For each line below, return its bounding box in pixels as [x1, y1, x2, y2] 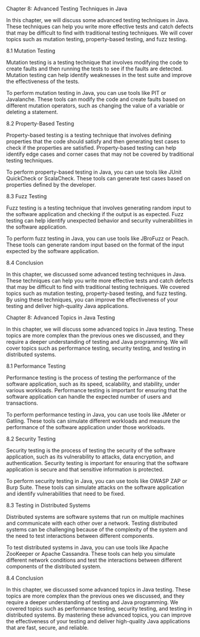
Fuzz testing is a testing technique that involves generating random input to [6, 204, 192, 211]
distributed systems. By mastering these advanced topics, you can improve [6, 611, 192, 618]
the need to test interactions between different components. [6, 533, 154, 539]
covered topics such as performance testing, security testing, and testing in [6, 605, 193, 612]
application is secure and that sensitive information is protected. [6, 466, 164, 473]
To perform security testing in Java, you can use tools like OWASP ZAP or [6, 478, 187, 484]
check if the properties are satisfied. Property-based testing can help [6, 144, 177, 151]
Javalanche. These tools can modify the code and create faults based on [6, 96, 186, 103]
